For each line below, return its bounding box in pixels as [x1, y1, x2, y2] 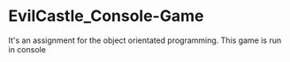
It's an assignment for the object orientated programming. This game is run [8, 35, 282, 45]
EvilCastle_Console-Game [8, 6, 204, 26]
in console [8, 44, 46, 54]
